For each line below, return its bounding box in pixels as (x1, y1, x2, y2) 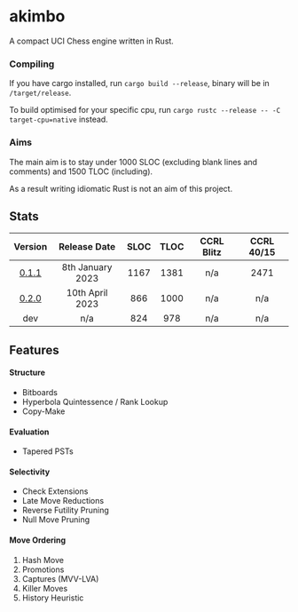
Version (13, 241, 48, 253)
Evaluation (9, 426, 50, 437)
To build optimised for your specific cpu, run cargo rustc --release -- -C (9, 105, 281, 115)
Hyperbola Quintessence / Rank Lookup (21, 396, 169, 407)
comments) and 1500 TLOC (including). (9, 166, 153, 177)
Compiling (9, 58, 55, 70)
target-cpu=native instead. (9, 114, 108, 125)
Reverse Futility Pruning (21, 505, 109, 516)
